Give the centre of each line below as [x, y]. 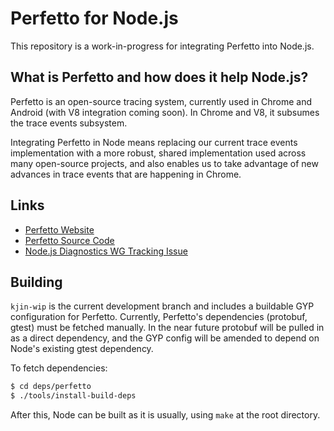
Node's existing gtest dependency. [82, 349]
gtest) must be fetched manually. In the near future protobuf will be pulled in [167, 328]
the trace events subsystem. [69, 123]
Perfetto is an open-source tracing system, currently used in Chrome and [161, 101]
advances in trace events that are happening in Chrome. [126, 174]
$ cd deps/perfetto [51, 387]
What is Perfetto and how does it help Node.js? [159, 77]
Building [36, 282]
